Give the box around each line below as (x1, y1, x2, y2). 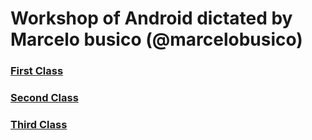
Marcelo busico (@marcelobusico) (10, 28, 303, 51)
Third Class (10, 117, 68, 131)
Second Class (10, 91, 79, 105)
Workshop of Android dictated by (10, 7, 293, 30)
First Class (10, 64, 64, 78)
